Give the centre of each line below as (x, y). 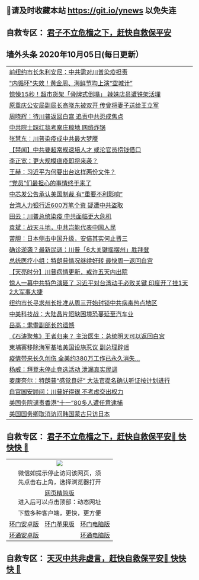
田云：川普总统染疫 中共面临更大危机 (60, 216)
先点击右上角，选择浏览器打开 (60, 482)
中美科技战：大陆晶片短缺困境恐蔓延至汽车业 (72, 314)
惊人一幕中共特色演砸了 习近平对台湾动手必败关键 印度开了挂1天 (99, 283)
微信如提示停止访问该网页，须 (60, 473)
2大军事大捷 (26, 292)
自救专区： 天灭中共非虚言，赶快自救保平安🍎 (87, 558)
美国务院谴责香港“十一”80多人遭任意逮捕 (66, 402)
